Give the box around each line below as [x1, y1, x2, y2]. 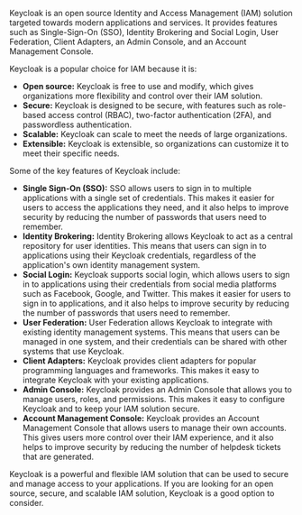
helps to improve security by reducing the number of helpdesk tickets [22, 442, 281, 452]
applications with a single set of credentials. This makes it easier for [22, 193, 275, 203]
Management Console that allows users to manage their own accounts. [22, 423, 287, 433]
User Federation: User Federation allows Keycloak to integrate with [22, 317, 273, 327]
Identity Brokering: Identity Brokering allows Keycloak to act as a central [22, 231, 293, 242]
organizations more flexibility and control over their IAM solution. [22, 90, 263, 101]
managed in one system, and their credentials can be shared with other [22, 336, 288, 346]
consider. [9, 498, 44, 508]
